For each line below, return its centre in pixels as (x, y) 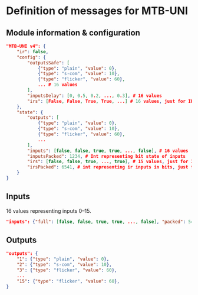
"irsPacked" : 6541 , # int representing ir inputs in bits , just (108, 167)
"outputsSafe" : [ (48, 63)
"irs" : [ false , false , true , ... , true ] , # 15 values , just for (108, 162)
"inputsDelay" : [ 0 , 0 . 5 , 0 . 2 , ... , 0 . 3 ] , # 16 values (95, 96)
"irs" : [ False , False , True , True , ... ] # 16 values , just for (107, 101)
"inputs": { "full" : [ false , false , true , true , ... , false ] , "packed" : (96, 222)
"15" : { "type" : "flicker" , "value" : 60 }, (68, 281)
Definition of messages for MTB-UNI (97, 11)
